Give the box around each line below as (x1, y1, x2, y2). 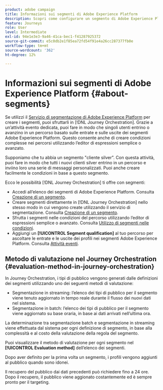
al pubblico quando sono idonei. (5, 359, 69, 365)
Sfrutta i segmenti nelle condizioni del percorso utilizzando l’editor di (12, 215, 149, 221)
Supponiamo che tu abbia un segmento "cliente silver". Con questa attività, (5, 155, 155, 160)
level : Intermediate (5, 30, 47, 35)
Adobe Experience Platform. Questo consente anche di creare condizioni (5, 135, 151, 141)
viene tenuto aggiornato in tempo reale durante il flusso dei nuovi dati (12, 295, 151, 301)
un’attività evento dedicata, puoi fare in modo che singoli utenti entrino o (5, 124, 149, 130)
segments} (5, 98, 50, 109)
